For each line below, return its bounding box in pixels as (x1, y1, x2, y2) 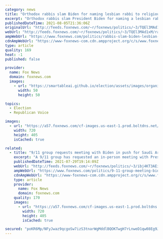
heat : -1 (5, 52, 23, 57)
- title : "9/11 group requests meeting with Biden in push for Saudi (9, 150, 153, 155)
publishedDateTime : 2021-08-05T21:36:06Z (5, 20, 90, 26)
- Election (9, 106, 32, 111)
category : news (5, 7, 36, 12)
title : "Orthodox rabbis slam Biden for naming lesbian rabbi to (5, 12, 140, 16)
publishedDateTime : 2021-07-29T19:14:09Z (14, 159, 98, 164)
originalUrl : (5, 25, 32, 30)
